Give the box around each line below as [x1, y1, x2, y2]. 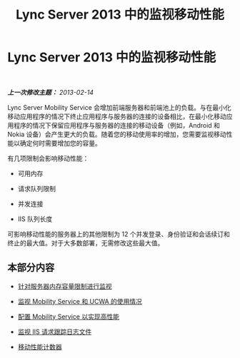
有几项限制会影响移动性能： [7, 154, 89, 163]
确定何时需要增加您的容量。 [19, 138, 101, 147]
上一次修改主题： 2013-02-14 [7, 88, 94, 96]
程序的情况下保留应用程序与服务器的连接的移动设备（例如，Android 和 [13, 121, 220, 129]
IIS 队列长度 [17, 215, 53, 223]
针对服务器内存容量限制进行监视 [17, 282, 112, 290]
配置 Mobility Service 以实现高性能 [17, 312, 120, 321]
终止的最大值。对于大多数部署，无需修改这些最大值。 [7, 238, 164, 247]
